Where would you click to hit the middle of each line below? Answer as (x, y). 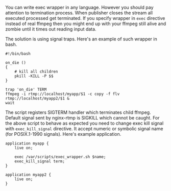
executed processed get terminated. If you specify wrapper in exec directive (85, 18)
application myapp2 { (28, 175)
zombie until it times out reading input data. (51, 29)
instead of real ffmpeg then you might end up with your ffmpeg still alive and (86, 23)
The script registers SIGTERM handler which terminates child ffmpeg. (78, 112)
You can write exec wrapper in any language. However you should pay (80, 7)
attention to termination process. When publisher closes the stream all (79, 13)
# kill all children (36, 71)
